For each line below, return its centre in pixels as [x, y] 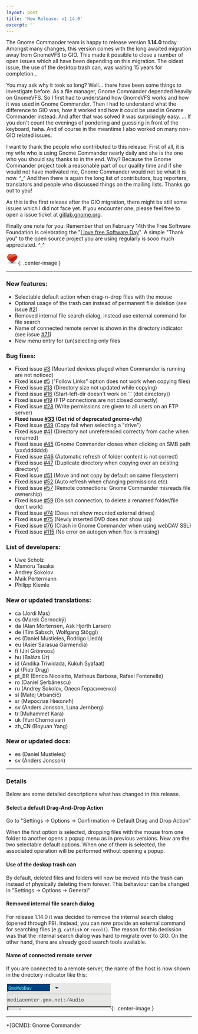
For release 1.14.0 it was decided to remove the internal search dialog [90, 917]
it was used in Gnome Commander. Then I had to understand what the [91, 104]
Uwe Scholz [29, 560]
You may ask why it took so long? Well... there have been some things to [94, 85]
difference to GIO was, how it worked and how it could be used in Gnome [95, 110]
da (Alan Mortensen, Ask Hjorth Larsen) [63, 626]
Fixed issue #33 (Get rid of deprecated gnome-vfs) [78, 418]
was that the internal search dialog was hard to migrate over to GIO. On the [97, 935]
